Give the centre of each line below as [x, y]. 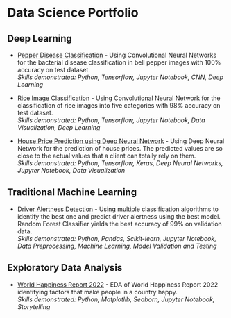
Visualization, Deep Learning [59, 127]
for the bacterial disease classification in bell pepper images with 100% [119, 62]
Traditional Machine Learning [72, 192]
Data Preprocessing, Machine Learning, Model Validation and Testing [117, 246]
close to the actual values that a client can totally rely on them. [106, 156]
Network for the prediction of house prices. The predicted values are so [120, 148]
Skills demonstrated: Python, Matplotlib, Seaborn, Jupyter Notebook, [116, 299]
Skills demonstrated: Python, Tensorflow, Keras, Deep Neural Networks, [120, 163]
